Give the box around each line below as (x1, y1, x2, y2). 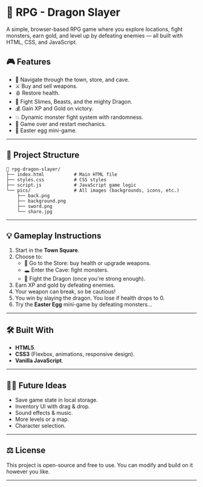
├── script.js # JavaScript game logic (6, 182, 137, 188)
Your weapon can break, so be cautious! (14, 288, 116, 295)
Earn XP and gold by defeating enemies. (14, 281, 116, 289)
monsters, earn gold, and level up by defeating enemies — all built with (6, 32, 183, 39)
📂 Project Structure (6, 150, 80, 160)
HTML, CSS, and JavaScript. (6, 38, 77, 45)
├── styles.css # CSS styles (6, 176, 107, 183)
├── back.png (17, 192, 50, 199)
